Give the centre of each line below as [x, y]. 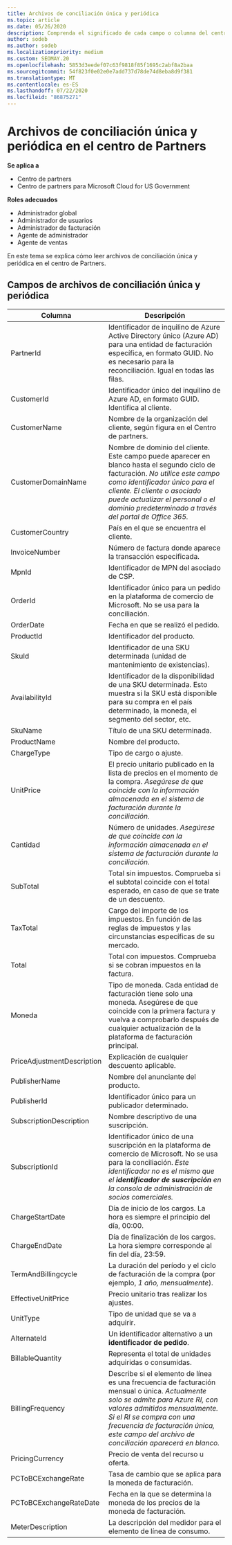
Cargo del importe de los [148, 910]
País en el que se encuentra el [157, 528]
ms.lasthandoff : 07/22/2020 [48, 91]
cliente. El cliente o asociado [155, 490]
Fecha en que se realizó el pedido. [164, 625]
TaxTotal [24, 927]
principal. [123, 1045]
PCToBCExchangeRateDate [55, 1502]
